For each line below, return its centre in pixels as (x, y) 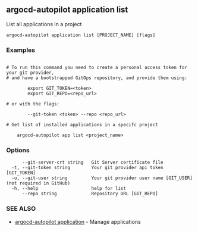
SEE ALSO (21, 209)
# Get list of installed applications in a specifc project (82, 125)
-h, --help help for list (69, 189)
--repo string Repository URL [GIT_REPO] (90, 194)
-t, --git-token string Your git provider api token (87, 168)
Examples (21, 50)
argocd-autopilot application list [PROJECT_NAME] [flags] (81, 35)
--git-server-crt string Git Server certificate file (92, 163)
